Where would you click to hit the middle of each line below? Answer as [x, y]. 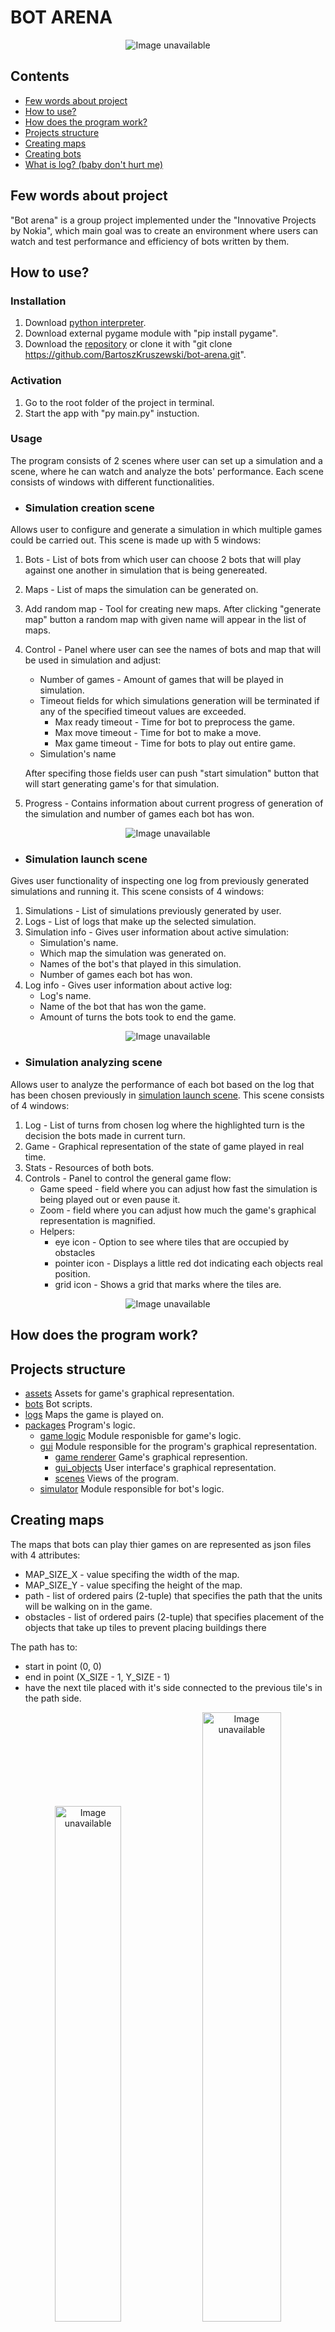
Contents [40, 76]
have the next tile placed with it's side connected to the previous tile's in [173, 1687]
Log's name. [65, 996]
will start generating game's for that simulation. [122, 784]
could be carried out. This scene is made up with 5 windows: [136, 540]
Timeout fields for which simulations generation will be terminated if [179, 701]
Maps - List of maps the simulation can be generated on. [141, 590]
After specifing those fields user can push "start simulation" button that [172, 773]
